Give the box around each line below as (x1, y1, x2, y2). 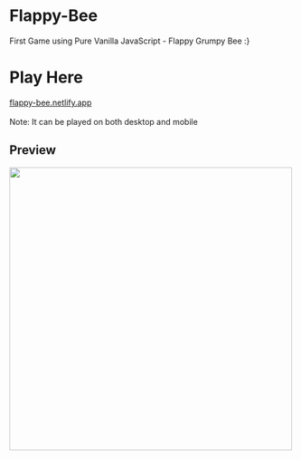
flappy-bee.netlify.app (9, 97, 92, 108)
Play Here (9, 67, 83, 88)
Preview (9, 142, 57, 158)
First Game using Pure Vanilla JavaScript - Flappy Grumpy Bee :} (9, 35, 250, 46)
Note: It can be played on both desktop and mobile (9, 116, 199, 127)
